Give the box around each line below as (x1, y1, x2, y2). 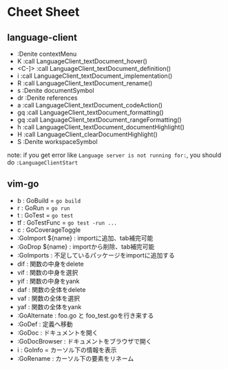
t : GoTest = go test (17, 211, 74, 219)
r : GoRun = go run (17, 204, 70, 212)
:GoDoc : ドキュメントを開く (17, 328, 99, 337)
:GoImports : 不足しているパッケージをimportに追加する (17, 251, 175, 259)
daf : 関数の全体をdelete (17, 285, 86, 293)
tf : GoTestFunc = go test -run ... (17, 218, 117, 226)
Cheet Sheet (7, 4, 80, 20)
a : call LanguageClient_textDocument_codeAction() (17, 101, 163, 109)
